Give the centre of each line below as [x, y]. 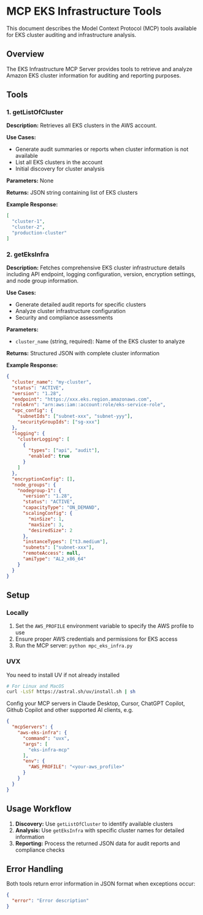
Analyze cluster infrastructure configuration [70, 311]
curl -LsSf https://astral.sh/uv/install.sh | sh [71, 692]
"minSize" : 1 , [46, 519]
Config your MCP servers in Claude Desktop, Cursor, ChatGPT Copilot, [96, 703]
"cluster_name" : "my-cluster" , [52, 382]
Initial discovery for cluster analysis [60, 169]
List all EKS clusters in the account [59, 162]
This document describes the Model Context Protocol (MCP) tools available [102, 28]
